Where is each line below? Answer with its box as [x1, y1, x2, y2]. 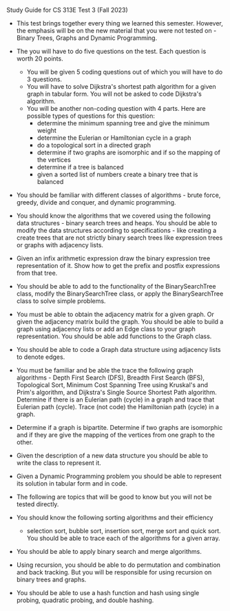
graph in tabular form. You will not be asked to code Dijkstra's [26, 90, 202, 98]
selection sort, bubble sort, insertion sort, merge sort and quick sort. [26, 527, 221, 535]
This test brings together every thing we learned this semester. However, [16, 19, 223, 27]
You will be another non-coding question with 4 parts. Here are [26, 105, 206, 112]
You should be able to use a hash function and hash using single [16, 589, 200, 597]
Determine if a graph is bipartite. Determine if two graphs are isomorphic [16, 424, 223, 431]
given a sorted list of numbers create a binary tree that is [36, 170, 198, 178]
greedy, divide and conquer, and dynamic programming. [16, 198, 176, 206]
